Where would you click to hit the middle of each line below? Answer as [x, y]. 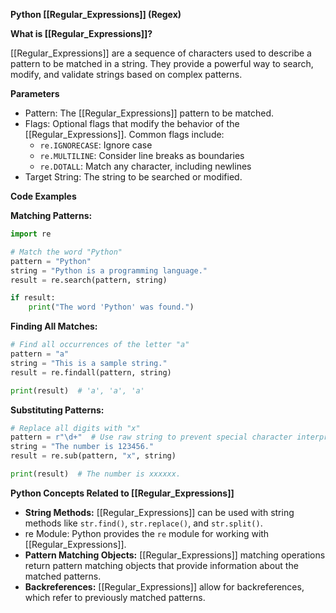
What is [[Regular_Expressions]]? [81, 33]
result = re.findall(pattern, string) [91, 372]
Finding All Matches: [54, 326]
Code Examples [43, 196]
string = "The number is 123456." [82, 447]
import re [31, 234]
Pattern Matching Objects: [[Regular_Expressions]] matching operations [175, 555]
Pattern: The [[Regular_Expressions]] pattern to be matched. [149, 113]
